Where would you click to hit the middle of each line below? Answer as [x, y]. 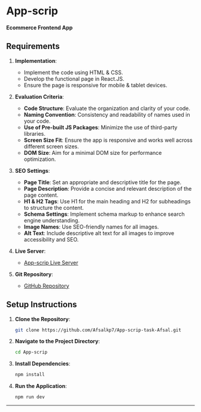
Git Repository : [34, 274]
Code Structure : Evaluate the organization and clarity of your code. [107, 108]
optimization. [40, 159]
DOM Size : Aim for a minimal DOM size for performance [93, 152]
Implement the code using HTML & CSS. [73, 72]
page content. [41, 195]
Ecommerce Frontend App [39, 28]
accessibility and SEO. [51, 239]
